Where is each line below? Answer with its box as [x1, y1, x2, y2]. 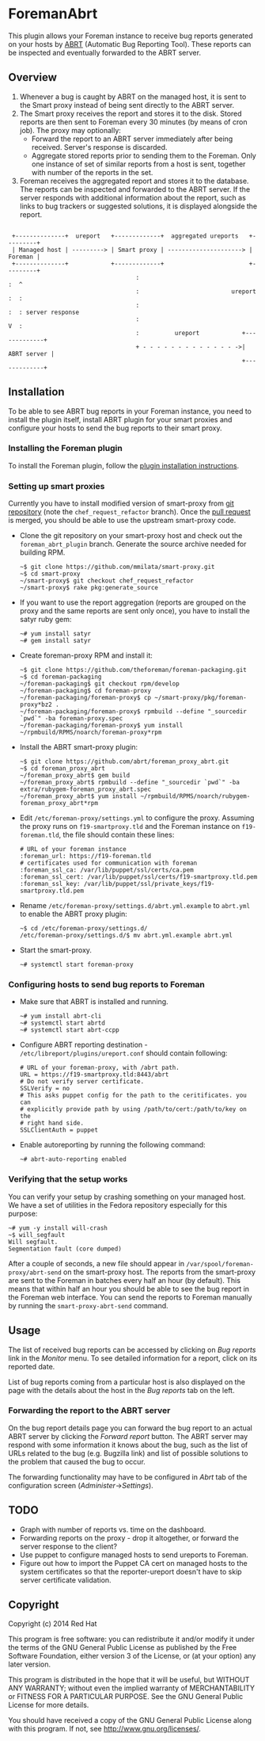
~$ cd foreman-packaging [19, 673, 102, 682]
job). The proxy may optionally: [19, 125, 121, 135]
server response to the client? [19, 1541, 117, 1551]
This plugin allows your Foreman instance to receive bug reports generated [8, 31, 253, 40]
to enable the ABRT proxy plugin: [19, 909, 128, 919]
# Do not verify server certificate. [19, 1078, 145, 1086]
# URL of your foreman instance [19, 846, 127, 853]
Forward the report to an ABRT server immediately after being [31, 134, 233, 143]
